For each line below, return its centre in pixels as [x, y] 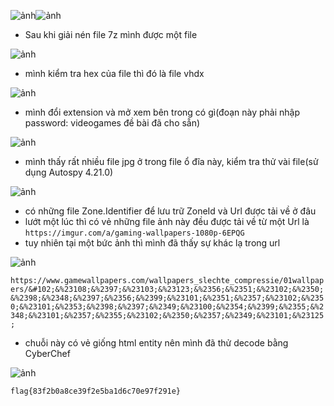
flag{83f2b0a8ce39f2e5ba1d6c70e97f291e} [96, 391]
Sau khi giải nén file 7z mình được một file [111, 34]
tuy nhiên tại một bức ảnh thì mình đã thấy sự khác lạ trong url [152, 243]
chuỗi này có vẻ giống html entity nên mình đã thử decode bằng [156, 343]
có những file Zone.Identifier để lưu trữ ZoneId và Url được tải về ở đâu [170, 211]
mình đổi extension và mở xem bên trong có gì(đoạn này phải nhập [162, 112]
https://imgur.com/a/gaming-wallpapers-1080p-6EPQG [134, 233]
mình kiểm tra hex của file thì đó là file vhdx [114, 73]
